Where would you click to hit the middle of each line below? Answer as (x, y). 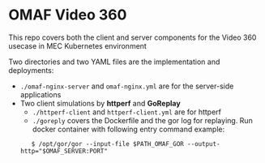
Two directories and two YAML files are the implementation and (114, 62)
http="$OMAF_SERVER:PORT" (64, 151)
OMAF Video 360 (68, 15)
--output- (204, 144)
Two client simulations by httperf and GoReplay (100, 103)
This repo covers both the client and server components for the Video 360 (132, 37)
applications (41, 94)
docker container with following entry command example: (128, 129)
